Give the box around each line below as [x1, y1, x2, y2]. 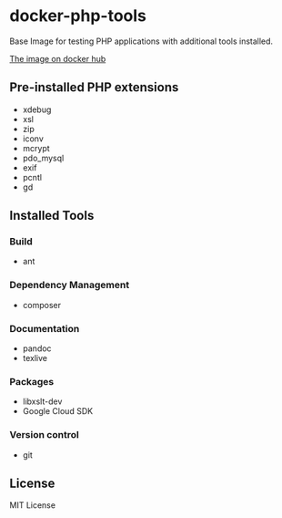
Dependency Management [9, 279, 130, 292]
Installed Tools [9, 208, 95, 223]
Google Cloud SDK [22, 406, 94, 417]
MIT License [9, 500, 56, 511]
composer [22, 299, 62, 310]
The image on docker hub [9, 53, 106, 64]
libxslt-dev [22, 396, 63, 407]
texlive [22, 353, 48, 364]
